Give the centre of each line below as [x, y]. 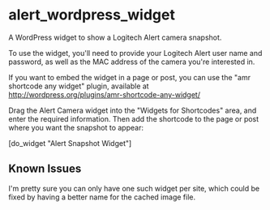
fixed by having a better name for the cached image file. [102, 197]
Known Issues [45, 169]
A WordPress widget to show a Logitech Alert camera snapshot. [115, 37]
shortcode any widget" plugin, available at [79, 86]
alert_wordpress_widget [92, 15]
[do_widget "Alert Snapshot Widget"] [70, 143]
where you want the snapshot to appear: [76, 127]
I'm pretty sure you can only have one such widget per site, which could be [134, 188]
